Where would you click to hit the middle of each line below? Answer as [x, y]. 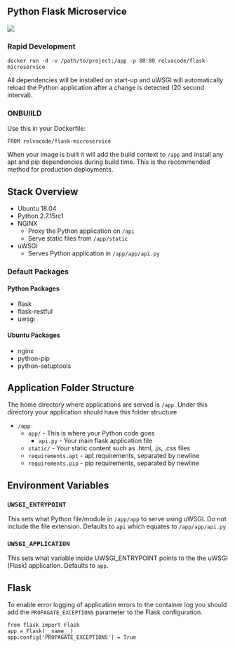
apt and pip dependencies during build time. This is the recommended [109, 162]
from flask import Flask [43, 625]
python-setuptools [44, 366]
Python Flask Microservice [67, 12]
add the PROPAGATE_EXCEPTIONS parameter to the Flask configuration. [105, 612]
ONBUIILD [25, 113]
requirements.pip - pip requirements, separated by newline [114, 463]
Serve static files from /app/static [78, 239]
